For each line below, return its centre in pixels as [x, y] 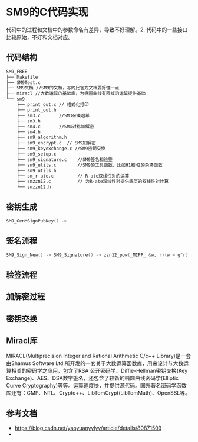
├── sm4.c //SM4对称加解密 [55, 127]
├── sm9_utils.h [37, 170]
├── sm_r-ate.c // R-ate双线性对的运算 [73, 176]
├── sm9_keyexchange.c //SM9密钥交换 [61, 149]
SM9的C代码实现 [47, 12]
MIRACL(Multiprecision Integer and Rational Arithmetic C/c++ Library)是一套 [99, 356]
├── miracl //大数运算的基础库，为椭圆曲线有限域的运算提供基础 [76, 93]
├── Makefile [22, 77]
